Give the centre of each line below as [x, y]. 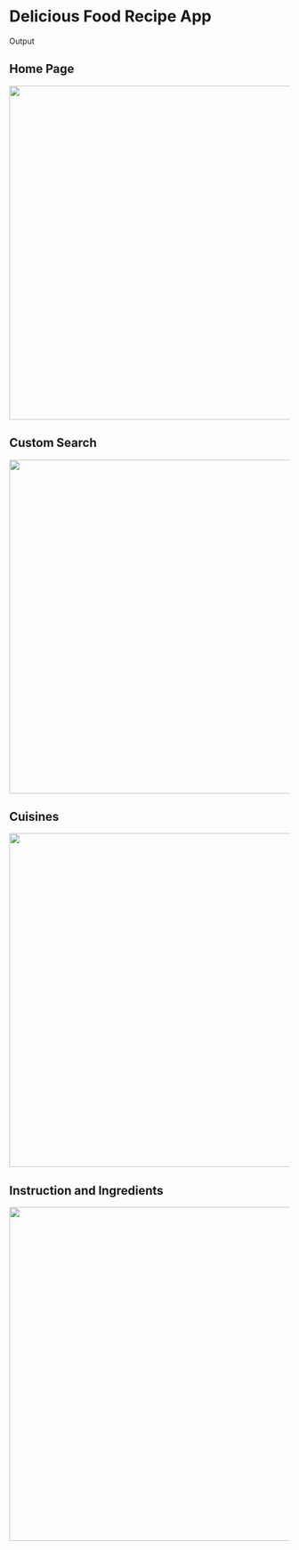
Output [22, 41]
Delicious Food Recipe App [110, 16]
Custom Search [53, 443]
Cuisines [34, 816]
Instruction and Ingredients [86, 1190]
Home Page [42, 69]
